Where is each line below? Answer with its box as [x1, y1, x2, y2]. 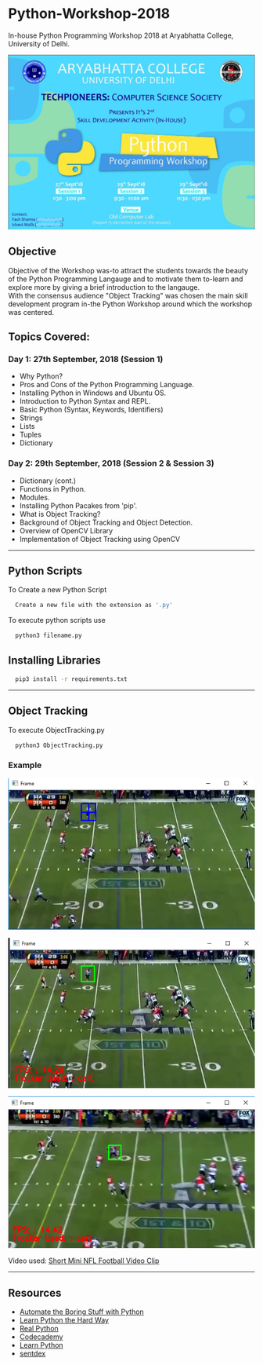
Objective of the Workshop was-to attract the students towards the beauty [8, 265, 249, 275]
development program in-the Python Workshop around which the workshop [8, 299, 253, 309]
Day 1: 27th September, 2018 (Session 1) [8, 353, 164, 364]
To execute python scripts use [8, 616, 106, 625]
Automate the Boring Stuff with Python [19, 1307, 145, 1316]
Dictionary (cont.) [19, 476, 77, 485]
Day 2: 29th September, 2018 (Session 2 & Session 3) [8, 458, 214, 469]
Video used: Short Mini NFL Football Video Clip [8, 1256, 160, 1265]
